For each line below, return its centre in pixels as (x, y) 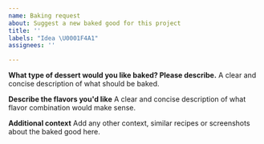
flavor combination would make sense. (72, 108)
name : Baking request (45, 16)
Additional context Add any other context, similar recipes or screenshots (129, 123)
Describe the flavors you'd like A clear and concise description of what (127, 99)
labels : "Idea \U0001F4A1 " (53, 38)
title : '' (25, 30)
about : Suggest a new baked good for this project (95, 23)
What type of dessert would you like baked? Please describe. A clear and (132, 75)
